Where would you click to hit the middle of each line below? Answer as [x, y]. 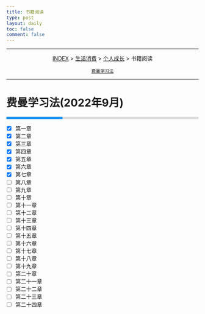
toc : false [20, 29]
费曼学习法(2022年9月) [65, 103]
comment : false [26, 35]
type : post [20, 18]
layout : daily [24, 23]
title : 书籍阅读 [25, 12]
